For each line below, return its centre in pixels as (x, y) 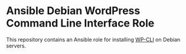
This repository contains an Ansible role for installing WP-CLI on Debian (93, 39)
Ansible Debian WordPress (73, 11)
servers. (16, 46)
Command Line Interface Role (80, 23)
